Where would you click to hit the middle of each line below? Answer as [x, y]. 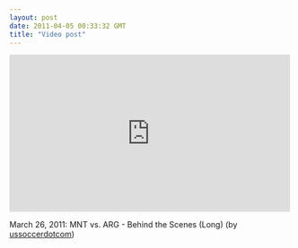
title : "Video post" [48, 34]
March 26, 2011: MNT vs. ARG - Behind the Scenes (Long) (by [123, 225]
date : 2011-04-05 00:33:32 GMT [68, 26]
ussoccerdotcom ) [42, 235]
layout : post [34, 17]
